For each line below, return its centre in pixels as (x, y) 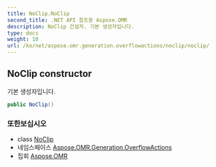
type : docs (23, 33)
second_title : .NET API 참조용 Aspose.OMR (67, 20)
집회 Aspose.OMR (42, 156)
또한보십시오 (27, 123)
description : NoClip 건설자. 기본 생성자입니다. (71, 26)
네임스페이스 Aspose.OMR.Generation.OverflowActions (94, 147)
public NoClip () (31, 105)
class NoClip (35, 139)
